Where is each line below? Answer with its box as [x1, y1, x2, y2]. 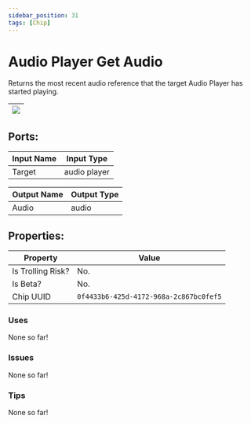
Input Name [12, 153, 57, 164]
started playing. [8, 87, 59, 97]
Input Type [66, 153, 108, 164]
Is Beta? [12, 278, 42, 289]
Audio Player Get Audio [8, 53, 163, 71]
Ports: [8, 130, 39, 143]
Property [23, 252, 58, 263]
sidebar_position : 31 [8, 11, 79, 20]
